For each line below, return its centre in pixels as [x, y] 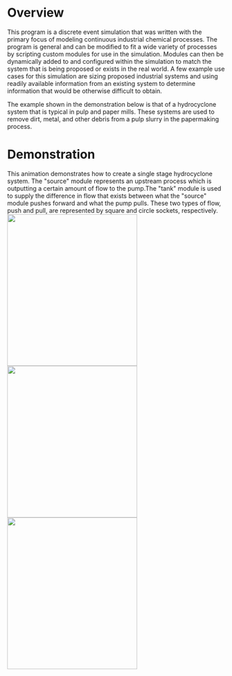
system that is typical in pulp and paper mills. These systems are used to [111, 112]
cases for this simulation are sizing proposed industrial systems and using [113, 76]
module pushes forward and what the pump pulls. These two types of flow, [114, 203]
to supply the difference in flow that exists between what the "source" [107, 196]
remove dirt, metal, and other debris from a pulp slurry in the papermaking [113, 119]
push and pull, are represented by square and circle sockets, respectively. [113, 210]
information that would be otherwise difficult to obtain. [85, 91]
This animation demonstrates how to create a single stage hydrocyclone [110, 173]
